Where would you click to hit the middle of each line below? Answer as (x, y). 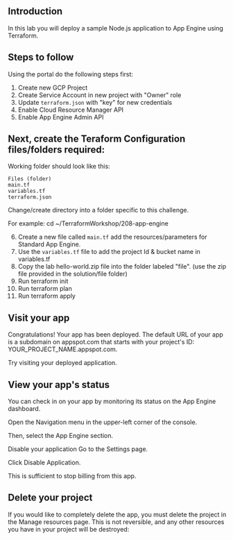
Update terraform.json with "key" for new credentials (95, 102)
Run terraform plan (45, 289)
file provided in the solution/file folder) (72, 274)
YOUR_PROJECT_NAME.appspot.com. (63, 349)
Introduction (35, 11)
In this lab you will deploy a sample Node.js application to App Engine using (116, 28)
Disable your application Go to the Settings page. (78, 449)
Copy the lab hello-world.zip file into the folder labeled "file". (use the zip (122, 267)
